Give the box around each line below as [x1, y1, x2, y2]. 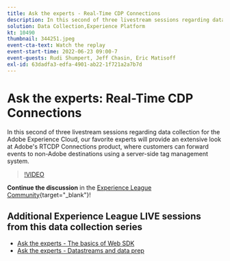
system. [7, 157, 29, 165]
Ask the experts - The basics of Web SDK [16, 239, 135, 247]
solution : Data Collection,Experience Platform [7, 23, 146, 29]
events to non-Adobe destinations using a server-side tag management [7, 149, 209, 158]
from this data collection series [7, 221, 142, 233]
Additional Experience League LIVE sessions [7, 210, 201, 222]
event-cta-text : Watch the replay [7, 42, 106, 49]
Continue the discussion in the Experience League [7, 183, 152, 192]
